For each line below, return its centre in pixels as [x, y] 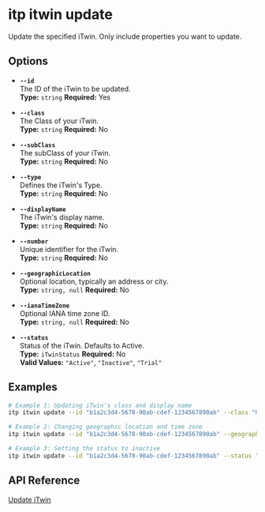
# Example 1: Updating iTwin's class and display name [100, 405]
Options [28, 61]
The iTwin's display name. [62, 217]
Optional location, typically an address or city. [94, 281]
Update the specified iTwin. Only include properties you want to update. [125, 36]
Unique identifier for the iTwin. [69, 249]
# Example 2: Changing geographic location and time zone [105, 427]
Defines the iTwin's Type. [61, 185]
